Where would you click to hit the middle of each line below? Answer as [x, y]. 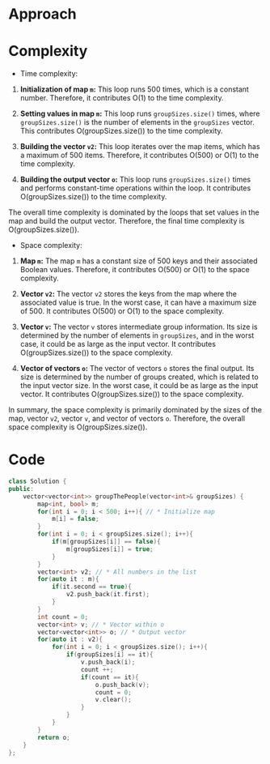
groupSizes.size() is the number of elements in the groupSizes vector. [137, 122]
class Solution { [38, 482]
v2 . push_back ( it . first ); [108, 595]
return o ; [54, 737]
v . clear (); [113, 700]
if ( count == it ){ [110, 677]
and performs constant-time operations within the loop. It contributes [135, 188]
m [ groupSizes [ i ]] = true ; [110, 549]
